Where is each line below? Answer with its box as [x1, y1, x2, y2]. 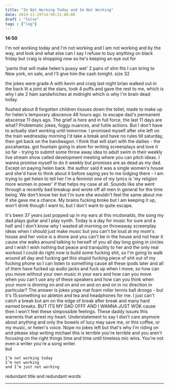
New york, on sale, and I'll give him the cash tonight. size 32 [5, 71, 130, 77]
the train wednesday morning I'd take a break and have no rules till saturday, [5, 133, 163, 139]
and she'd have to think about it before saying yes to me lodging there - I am [5, 171, 163, 177]
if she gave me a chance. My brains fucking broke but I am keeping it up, [5, 197, 156, 203]
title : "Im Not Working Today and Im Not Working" [5, 7, 114, 13]
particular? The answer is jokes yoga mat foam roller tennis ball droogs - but [5, 287, 163, 293]
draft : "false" [5, 17, 39, 22]
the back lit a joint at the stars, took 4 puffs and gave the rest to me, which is [5, 86, 164, 92]
